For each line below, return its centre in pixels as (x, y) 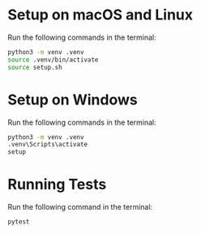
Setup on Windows (73, 100)
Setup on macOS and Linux (100, 15)
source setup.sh (35, 67)
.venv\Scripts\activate (48, 145)
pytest (19, 222)
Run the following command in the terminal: (80, 207)
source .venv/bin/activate (53, 60)
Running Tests (57, 185)
